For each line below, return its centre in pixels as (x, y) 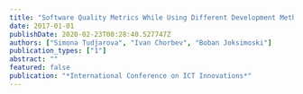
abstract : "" (34, 59)
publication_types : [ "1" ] (58, 51)
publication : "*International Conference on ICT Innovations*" (131, 76)
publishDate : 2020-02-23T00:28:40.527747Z (90, 34)
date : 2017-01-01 (42, 26)
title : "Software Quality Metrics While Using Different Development (143, 17)
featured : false (40, 68)
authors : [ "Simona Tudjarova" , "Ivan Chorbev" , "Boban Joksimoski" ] (141, 43)
